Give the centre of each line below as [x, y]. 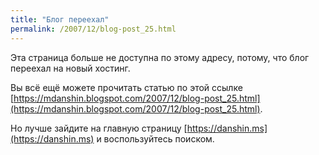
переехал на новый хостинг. [70, 68]
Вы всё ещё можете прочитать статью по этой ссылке [126, 87]
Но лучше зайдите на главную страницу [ [99, 128]
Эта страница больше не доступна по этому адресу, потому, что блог [160, 57]
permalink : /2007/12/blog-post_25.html [93, 29]
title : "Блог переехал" [60, 19]
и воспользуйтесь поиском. [155, 138]
